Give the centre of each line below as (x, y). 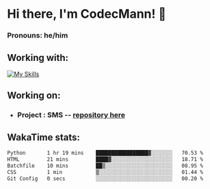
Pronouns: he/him (38, 36)
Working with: (38, 58)
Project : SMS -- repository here (71, 115)
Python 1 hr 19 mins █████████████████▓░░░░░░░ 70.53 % (105, 153)
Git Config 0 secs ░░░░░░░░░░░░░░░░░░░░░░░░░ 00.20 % (105, 178)
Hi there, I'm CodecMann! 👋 (87, 14)
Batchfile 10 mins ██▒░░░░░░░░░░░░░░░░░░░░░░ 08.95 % (105, 166)
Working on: (34, 96)
